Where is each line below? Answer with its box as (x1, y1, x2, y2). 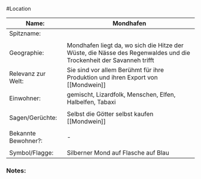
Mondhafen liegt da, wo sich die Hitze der (66, 41, 184, 50)
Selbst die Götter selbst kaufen (66, 110, 154, 118)
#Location (6, 5, 31, 12)
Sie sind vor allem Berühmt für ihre (66, 66, 165, 74)
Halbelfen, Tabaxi (66, 98, 116, 106)
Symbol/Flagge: (9, 149, 54, 157)
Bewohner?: (9, 137, 43, 145)
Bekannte (9, 129, 36, 137)
